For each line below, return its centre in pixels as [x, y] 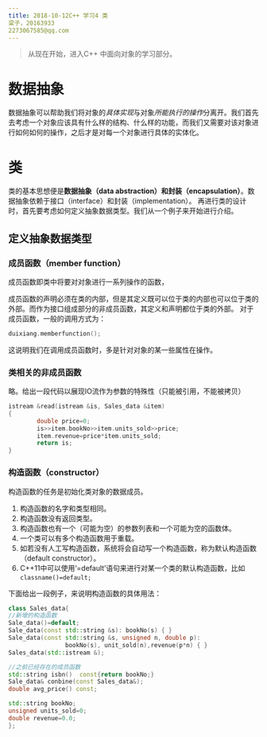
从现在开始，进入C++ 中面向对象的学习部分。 [102, 54]
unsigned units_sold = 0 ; [48, 711]
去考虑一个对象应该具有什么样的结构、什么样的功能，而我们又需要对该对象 [130, 122]
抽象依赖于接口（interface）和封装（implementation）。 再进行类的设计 [131, 201]
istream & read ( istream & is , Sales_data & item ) [87, 406]
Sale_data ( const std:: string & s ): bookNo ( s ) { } [90, 630]
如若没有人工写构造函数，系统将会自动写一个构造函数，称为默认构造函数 [138, 548]
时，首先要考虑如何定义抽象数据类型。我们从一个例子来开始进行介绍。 [123, 211]
